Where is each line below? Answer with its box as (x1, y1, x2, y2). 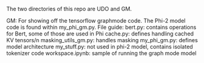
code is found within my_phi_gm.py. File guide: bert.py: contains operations (6, 24, 197, 31)
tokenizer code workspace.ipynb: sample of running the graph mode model (6, 50, 197, 57)
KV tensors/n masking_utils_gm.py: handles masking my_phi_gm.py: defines (6, 37, 198, 43)
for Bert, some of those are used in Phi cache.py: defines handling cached (6, 30, 194, 37)
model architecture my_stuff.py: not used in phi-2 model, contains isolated (6, 43, 193, 50)
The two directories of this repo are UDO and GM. (6, 6, 132, 12)
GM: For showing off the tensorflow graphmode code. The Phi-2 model (6, 17, 186, 24)
